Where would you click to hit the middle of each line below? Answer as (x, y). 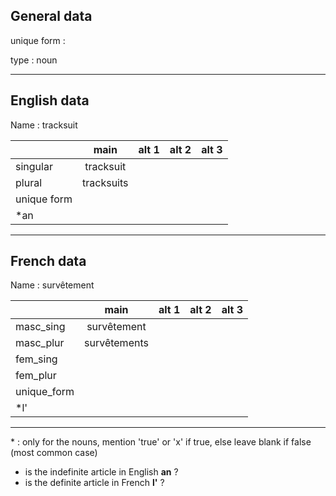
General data (51, 16)
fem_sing (36, 359)
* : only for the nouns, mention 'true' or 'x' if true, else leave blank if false (161, 442)
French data (48, 261)
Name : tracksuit (44, 125)
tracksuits (105, 182)
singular (34, 166)
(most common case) (54, 453)
